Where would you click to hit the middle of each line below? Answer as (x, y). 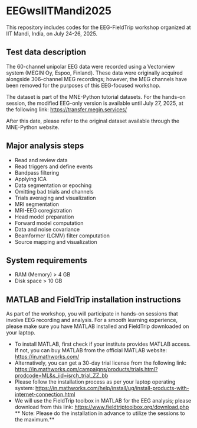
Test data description (46, 52)
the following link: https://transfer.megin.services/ (67, 109)
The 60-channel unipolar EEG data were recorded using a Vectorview (91, 66)
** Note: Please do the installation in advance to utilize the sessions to (100, 413)
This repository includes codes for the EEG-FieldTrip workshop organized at (98, 27)
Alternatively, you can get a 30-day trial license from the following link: (101, 363)
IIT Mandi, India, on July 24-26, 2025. (52, 33)
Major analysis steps (45, 146)
